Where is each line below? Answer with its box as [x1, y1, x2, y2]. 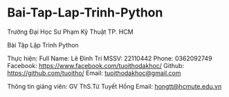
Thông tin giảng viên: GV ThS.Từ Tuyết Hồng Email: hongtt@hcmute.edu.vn [7, 82, 222, 90]
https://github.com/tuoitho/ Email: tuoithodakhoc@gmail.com [7, 69, 181, 77]
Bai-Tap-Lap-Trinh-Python [7, 5, 163, 21]
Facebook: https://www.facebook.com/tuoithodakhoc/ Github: [7, 61, 185, 69]
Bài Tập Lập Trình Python [7, 41, 80, 49]
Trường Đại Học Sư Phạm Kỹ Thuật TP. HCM [7, 28, 134, 36]
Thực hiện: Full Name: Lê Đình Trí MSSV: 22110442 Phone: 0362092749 [7, 54, 212, 63]
